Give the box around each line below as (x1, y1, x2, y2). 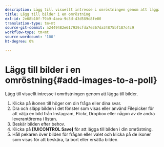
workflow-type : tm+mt (5, 30, 49, 35)
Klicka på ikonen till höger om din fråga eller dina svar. (12, 100, 122, 106)
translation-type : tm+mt (5, 21, 56, 26)
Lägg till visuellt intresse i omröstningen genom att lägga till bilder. (5, 91, 138, 97)
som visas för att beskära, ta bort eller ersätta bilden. (12, 136, 119, 142)
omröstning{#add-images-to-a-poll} (5, 74, 158, 85)
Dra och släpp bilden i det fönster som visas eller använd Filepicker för (12, 105, 154, 111)
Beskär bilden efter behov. (12, 121, 65, 127)
